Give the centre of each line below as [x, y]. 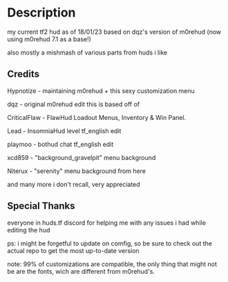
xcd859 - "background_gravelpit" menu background [82, 157]
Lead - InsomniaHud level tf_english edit [64, 131]
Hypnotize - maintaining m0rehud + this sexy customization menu [101, 90]
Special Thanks [41, 206]
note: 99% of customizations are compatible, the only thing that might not [112, 264]
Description [41, 13]
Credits [23, 74]
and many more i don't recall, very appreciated [74, 184]
